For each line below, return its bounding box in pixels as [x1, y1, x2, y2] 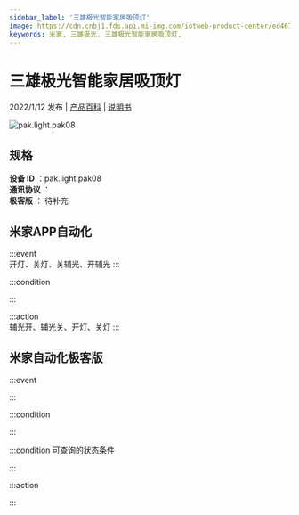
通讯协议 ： [9, 184, 51, 195]
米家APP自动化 [9, 224, 92, 239]
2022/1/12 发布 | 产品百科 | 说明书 [9, 102, 132, 112]
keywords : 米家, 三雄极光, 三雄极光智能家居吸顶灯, [9, 29, 182, 38]
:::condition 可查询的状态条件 [9, 445, 116, 455]
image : [9, 21, 34, 30]
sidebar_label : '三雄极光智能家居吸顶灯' [9, 12, 150, 22]
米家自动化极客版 [9, 350, 103, 365]
